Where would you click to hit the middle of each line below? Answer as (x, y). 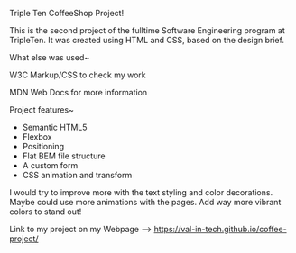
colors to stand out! (46, 212)
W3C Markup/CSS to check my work (78, 75)
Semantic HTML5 (55, 127)
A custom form (50, 165)
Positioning (43, 146)
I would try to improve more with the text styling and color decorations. (141, 192)
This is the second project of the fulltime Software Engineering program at (148, 30)
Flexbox (37, 137)
